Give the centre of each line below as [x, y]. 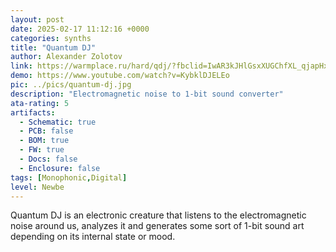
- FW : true [42, 150]
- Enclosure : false [60, 168]
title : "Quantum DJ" [53, 47]
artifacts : [33, 112]
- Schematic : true [58, 122]
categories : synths [51, 38]
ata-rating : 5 [40, 103]
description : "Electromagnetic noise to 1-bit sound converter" [147, 94]
